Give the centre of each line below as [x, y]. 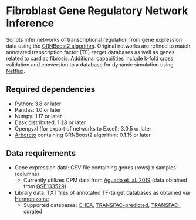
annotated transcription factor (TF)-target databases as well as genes [90, 52]
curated [33, 211]
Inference [30, 23]
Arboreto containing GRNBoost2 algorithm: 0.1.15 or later [82, 135]
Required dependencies [51, 89]
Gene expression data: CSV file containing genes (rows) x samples [95, 167]
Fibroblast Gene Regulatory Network [97, 11]
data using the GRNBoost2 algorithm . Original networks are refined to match [98, 46]
